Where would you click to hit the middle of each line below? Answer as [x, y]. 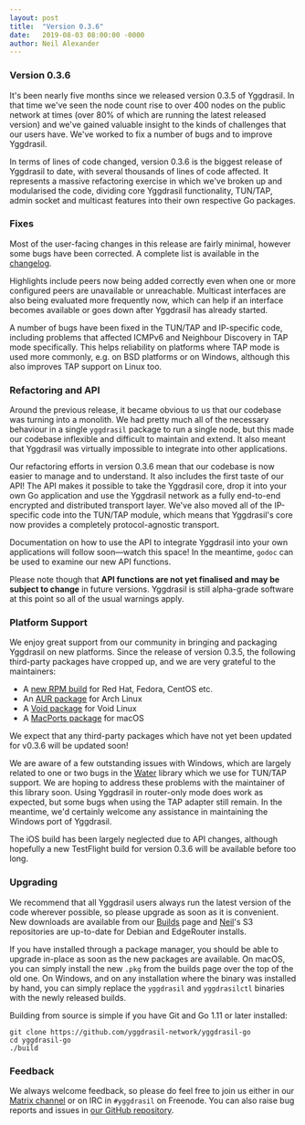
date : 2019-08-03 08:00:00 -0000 [77, 35]
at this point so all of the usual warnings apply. [97, 599]
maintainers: [33, 671]
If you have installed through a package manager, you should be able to [144, 949]
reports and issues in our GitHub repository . [92, 1110]
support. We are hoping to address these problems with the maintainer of [147, 783]
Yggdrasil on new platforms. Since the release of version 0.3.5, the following [152, 652]
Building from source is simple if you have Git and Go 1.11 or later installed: [148, 1015]
